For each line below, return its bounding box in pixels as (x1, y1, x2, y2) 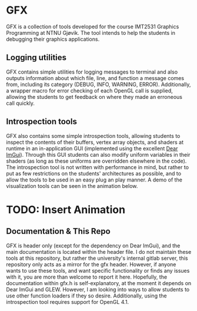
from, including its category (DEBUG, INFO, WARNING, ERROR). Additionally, (6, 81, 191, 88)
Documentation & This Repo (6, 226, 111, 236)
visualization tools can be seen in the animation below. (6, 182, 138, 189)
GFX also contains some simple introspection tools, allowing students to (6, 132, 181, 139)
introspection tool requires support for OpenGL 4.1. (6, 298, 129, 305)
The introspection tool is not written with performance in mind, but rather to (6, 163, 189, 171)
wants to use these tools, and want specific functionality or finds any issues (6, 267, 190, 274)
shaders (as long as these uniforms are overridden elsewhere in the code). (6, 157, 187, 164)
